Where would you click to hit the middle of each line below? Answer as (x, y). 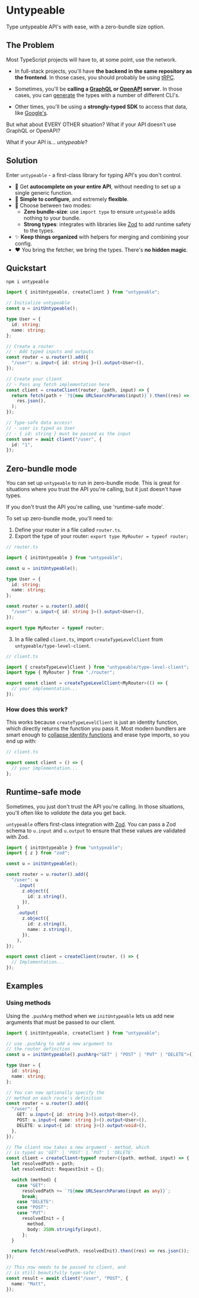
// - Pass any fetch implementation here (58, 384)
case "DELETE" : (36, 1202)
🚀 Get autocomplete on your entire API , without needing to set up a (97, 186)
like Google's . (31, 112)
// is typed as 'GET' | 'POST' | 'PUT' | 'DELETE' (70, 1153)
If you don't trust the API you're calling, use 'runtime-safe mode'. (85, 507)
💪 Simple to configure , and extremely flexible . (72, 199)
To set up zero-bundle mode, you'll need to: (60, 518)
